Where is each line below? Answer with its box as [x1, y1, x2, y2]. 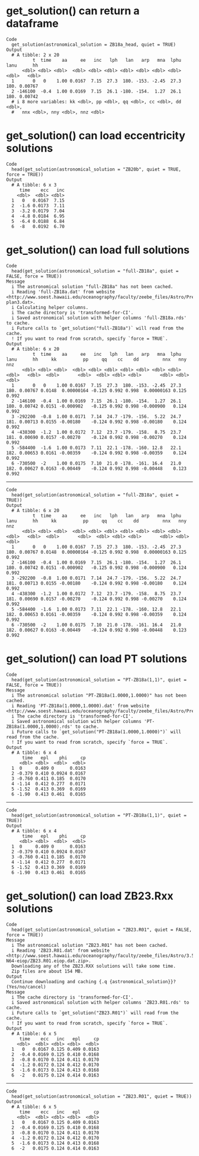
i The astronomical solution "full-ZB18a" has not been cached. [11, 283, 174, 289]
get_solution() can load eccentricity [6, 129, 185, 143]
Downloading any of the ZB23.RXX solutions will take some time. [11, 963, 176, 969]
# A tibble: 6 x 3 [11, 182, 57, 188]
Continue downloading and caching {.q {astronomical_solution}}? [11, 978, 176, 984]
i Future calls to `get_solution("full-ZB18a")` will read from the [11, 325, 184, 331]
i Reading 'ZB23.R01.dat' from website [11, 947, 110, 953]
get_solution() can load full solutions [6, 244, 190, 257]
